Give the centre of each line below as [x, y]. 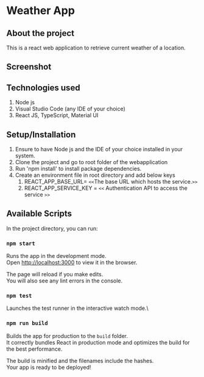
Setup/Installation [41, 135]
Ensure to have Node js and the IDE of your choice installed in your [99, 149]
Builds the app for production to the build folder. [67, 336]
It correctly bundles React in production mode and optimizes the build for [98, 342]
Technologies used [43, 88]
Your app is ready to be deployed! [49, 367]
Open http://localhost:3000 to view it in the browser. [72, 262]
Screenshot [29, 67]
